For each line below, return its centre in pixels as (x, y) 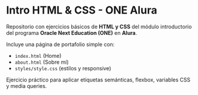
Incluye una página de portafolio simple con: (60, 44)
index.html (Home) (38, 55)
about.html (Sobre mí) (42, 62)
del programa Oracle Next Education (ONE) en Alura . (72, 32)
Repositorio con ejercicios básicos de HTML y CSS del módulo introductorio (99, 27)
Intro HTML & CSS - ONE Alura (82, 10)
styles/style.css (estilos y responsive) (63, 68)
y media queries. (27, 86)
